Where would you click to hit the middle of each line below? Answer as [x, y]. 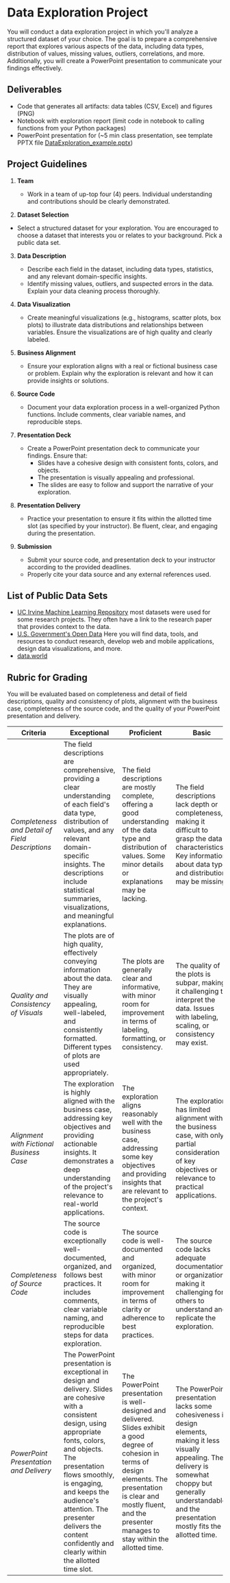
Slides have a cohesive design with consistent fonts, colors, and [128, 463]
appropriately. [86, 1073]
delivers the [82, 1526]
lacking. [135, 898]
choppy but [194, 1484]
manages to [141, 1531]
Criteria [34, 733]
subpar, [188, 983]
